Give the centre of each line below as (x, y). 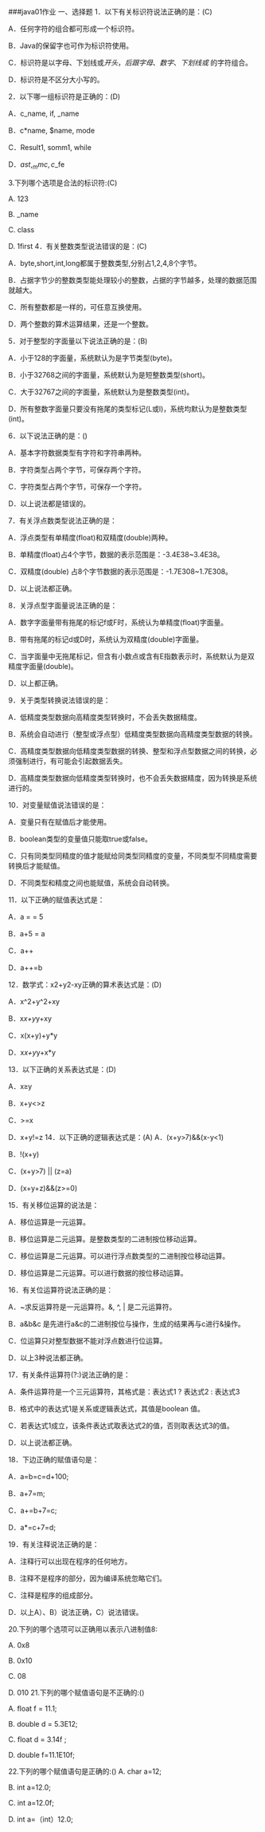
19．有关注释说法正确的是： (54, 1544)
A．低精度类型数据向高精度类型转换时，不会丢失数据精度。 (105, 717)
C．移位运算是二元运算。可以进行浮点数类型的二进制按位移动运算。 (119, 1256)
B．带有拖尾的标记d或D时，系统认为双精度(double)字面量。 (106, 639)
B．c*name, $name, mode (52, 131)
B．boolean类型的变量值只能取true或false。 (80, 839)
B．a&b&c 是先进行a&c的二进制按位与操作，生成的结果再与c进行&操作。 (127, 1324)
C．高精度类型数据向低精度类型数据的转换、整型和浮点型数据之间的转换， (129, 751)
